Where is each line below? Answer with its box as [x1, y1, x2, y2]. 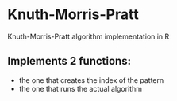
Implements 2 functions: [7, 54, 132, 68]
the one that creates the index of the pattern [18, 75, 164, 84]
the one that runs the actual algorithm [18, 84, 142, 93]
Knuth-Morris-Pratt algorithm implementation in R [7, 32, 170, 41]
